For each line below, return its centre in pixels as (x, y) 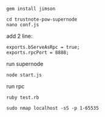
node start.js (24, 75)
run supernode (25, 64)
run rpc (15, 86)
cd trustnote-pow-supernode (42, 19)
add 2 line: (19, 36)
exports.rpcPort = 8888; (38, 52)
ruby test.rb (23, 97)
